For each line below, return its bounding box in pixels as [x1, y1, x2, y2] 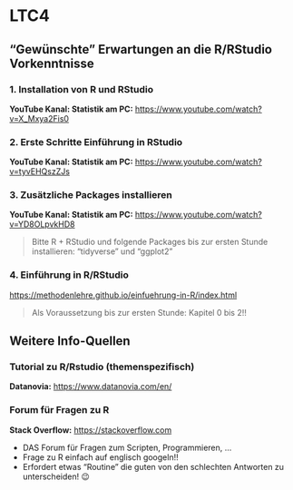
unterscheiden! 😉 [22, 471, 91, 482]
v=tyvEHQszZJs [9, 166, 71, 177]
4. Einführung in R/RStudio [9, 269, 130, 281]
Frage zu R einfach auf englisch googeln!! [22, 451, 179, 463]
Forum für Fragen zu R [9, 404, 110, 416]
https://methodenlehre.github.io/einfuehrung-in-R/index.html [9, 289, 238, 300]
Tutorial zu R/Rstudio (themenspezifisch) [9, 360, 195, 373]
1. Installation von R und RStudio [9, 83, 154, 95]
